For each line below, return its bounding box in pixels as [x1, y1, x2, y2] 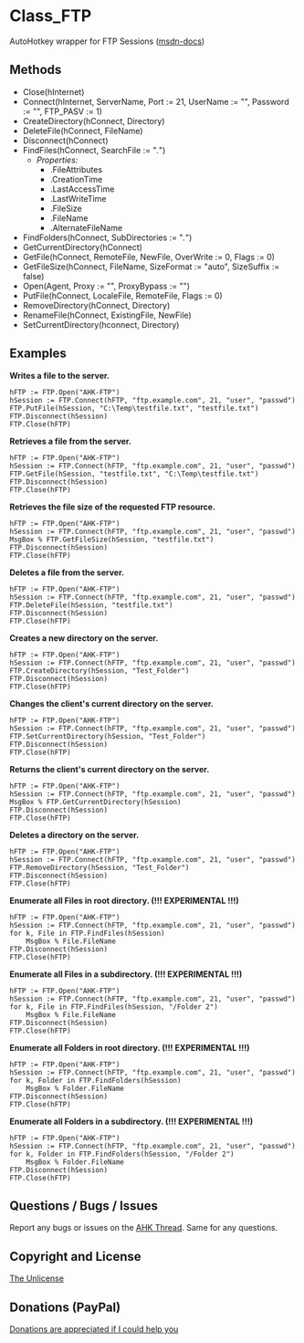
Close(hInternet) [22, 86, 85, 97]
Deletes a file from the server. [9, 567, 125, 578]
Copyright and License [9, 1248, 142, 1264]
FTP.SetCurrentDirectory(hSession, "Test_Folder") [9, 731, 206, 740]
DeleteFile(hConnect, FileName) [22, 125, 143, 136]
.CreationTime [49, 173, 103, 184]
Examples [9, 346, 67, 362]
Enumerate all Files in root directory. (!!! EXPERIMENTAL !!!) [9, 895, 239, 906]
